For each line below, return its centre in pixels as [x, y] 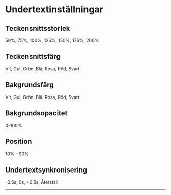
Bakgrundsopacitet [36, 113]
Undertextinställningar [54, 9]
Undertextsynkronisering [46, 170]
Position [19, 141]
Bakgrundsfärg [30, 85]
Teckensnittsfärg [33, 56]
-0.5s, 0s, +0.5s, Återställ [32, 182]
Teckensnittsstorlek [38, 28]
